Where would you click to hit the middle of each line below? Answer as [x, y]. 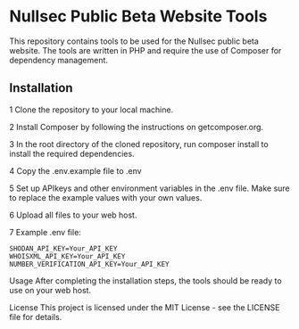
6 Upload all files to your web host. [73, 215]
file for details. [36, 317]
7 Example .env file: [46, 232]
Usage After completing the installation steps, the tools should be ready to [146, 280]
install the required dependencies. [72, 153]
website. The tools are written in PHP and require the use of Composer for [145, 50]
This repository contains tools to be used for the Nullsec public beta [134, 41]
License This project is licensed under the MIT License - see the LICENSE [145, 307]
